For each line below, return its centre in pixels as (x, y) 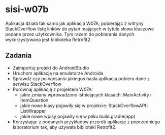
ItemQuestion (34, 100)
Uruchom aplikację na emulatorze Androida (58, 73)
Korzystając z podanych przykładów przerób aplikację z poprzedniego (86, 122)
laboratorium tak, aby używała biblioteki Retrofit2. (64, 127)
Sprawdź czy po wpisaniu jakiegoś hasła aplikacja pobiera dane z (81, 78)
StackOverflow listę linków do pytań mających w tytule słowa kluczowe (79, 28)
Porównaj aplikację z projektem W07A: (53, 89)
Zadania (19, 56)
